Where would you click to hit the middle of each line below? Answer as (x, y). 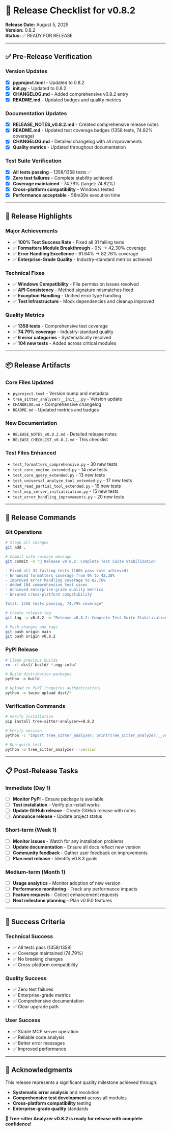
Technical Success (29, 936)
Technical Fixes (25, 273)
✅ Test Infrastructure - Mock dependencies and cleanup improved (83, 301)
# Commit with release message (38, 557)
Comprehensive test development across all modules (70, 1098)
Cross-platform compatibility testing (52, 1103)
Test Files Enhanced (31, 453)
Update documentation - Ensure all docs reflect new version (77, 847)
